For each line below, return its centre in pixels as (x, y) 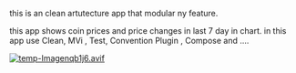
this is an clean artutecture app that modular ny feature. (114, 13)
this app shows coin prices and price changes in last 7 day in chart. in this (148, 31)
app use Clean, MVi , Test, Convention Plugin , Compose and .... (129, 41)
